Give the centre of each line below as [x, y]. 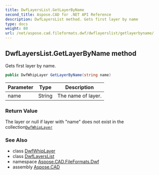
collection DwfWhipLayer [29, 127]
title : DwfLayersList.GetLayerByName [45, 10]
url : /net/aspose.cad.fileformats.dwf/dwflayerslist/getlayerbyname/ [80, 33]
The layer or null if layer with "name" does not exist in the [65, 122]
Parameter [21, 87]
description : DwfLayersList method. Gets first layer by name [72, 19]
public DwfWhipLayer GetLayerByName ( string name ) [58, 75]
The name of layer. [79, 96]
